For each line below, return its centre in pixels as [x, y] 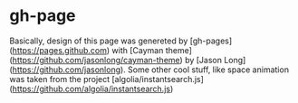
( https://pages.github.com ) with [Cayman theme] [101, 50]
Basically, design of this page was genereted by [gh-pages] [121, 41]
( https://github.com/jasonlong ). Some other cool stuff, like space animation [149, 70]
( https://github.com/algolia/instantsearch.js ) [91, 89]
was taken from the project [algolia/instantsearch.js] [106, 79]
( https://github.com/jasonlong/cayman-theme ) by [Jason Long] [128, 60]
